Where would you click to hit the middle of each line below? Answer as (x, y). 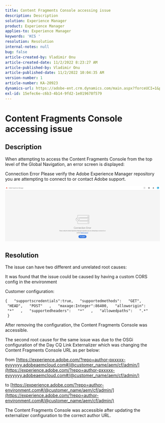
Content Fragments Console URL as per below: (53, 350)
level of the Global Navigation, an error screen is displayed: (65, 164)
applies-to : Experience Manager (38, 31)
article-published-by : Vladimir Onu (42, 67)
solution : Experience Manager (36, 21)
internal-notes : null (27, 47)
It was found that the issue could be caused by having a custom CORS (76, 277)
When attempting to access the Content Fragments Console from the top (79, 159)
